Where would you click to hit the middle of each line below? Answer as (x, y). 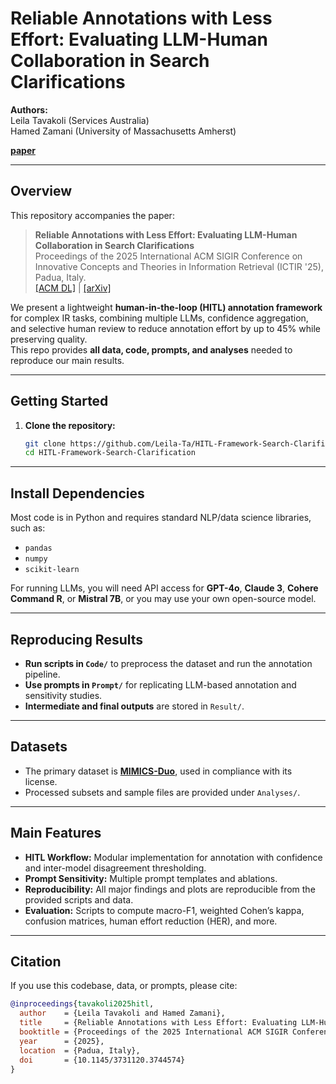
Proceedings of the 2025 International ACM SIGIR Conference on (168, 256)
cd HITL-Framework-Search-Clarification (110, 453)
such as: (28, 528)
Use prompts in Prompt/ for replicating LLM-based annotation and (160, 684)
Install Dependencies (77, 493)
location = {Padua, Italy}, (80, 1050)
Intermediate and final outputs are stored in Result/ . (134, 706)
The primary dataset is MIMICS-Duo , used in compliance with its (158, 771)
